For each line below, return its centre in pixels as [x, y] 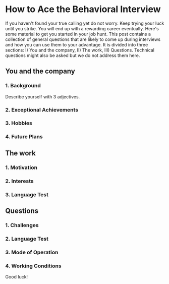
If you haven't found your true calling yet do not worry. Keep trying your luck [85, 23]
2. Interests [19, 181]
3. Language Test [27, 194]
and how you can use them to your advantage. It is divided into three [77, 44]
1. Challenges [22, 225]
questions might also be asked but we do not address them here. [73, 55]
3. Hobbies [19, 123]
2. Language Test [27, 239]
